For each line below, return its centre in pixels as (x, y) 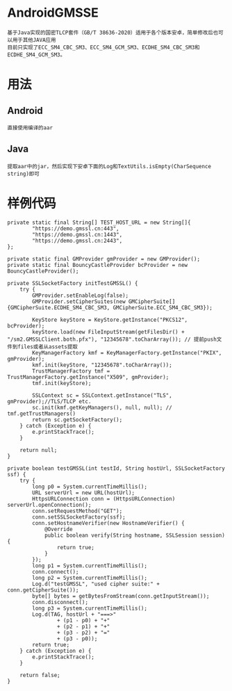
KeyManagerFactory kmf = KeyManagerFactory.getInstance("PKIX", (127, 352)
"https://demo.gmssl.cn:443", (76, 228)
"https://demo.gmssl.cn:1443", (77, 234)
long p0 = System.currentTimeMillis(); (90, 487)
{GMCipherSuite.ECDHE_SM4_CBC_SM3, (59, 307)
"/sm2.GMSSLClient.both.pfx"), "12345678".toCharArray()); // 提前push (112, 339)
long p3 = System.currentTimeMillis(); (90, 608)
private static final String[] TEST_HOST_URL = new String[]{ (99, 222)
